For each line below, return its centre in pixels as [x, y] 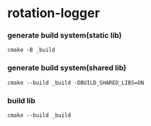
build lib [21, 100]
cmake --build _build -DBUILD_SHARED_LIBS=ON [75, 83]
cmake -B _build [31, 50]
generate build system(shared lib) [67, 68]
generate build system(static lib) [65, 36]
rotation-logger [54, 13]
